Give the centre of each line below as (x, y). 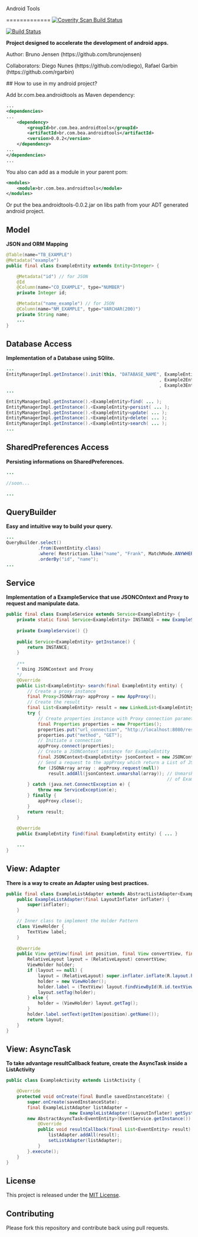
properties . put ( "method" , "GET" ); (80, 735)
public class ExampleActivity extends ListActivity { (74, 1081)
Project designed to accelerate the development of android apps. (88, 43)
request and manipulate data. (43, 603)
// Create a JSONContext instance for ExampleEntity (103, 752)
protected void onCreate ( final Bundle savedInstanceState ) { (93, 1097)
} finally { (42, 796)
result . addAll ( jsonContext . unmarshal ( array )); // (110, 773)
